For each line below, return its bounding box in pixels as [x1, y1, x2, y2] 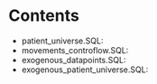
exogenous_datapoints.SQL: [21, 54, 126, 65]
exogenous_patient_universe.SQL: [21, 64, 149, 75]
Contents [8, 5, 80, 26]
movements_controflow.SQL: [21, 44, 129, 55]
